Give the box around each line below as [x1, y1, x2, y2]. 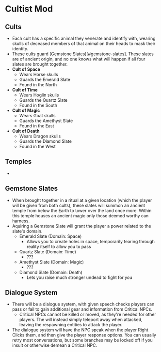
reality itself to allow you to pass [26, 244, 91, 249]
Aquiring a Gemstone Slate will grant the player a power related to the [12, 223, 151, 229]
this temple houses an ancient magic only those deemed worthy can [12, 213, 149, 218]
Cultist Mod [5, 3, 53, 15]
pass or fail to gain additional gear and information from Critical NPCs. [12, 306, 153, 312]
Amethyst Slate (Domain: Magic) [19, 259, 84, 265]
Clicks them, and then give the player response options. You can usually [12, 332, 157, 338]
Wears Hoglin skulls [19, 92, 59, 98]
